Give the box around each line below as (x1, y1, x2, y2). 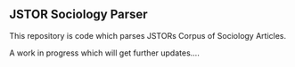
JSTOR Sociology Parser (9, 7, 149, 22)
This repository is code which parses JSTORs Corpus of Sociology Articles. (9, 30, 287, 41)
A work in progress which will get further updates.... (9, 48, 201, 58)
